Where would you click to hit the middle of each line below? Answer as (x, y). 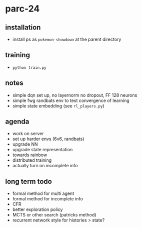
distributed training (32, 160)
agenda (17, 122)
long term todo (29, 181)
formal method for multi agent (43, 193)
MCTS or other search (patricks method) (54, 215)
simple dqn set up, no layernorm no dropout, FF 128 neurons (75, 95)
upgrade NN (25, 144)
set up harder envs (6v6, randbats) (48, 139)
